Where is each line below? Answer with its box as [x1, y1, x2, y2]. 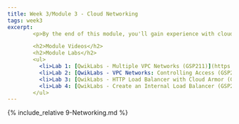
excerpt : [7, 23, 33, 30]
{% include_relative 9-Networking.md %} [7, 108, 128, 117]
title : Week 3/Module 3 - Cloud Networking [7, 10, 139, 18]
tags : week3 [7, 17, 43, 24]
